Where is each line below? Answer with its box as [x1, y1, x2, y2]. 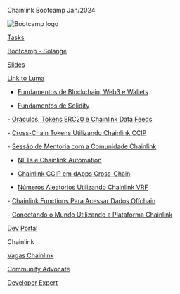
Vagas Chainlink [7, 251, 54, 260]
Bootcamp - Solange [7, 47, 67, 55]
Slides [7, 60, 25, 69]
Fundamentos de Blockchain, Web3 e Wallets [17, 88, 149, 96]
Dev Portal [7, 224, 38, 232]
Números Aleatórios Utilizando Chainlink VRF [17, 183, 148, 191]
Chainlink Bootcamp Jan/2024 [7, 6, 96, 14]
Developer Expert [7, 279, 58, 287]
